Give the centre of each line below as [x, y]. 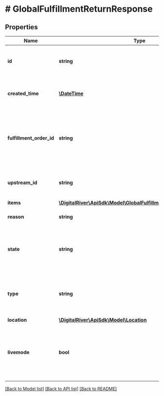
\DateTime [71, 94]
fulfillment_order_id [31, 138]
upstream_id [22, 183]
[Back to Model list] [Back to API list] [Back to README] [61, 389]
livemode [19, 352]
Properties [21, 27]
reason [16, 217]
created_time [23, 94]
